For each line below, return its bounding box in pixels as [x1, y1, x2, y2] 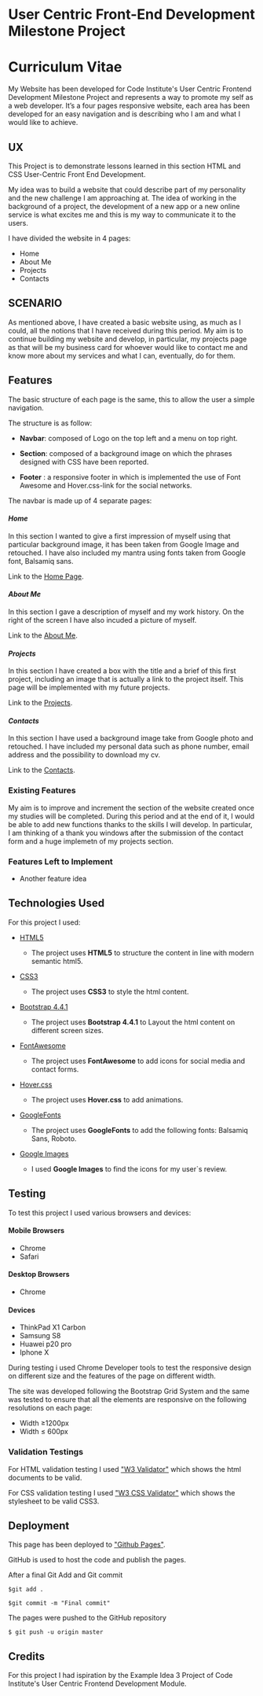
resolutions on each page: [8, 1404, 93, 1413]
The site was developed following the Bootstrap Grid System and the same [8, 1386, 250, 1396]
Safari [19, 1252, 39, 1261]
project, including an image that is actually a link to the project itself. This [8, 675, 244, 684]
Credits [8, 1650, 46, 1663]
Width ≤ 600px [19, 1427, 69, 1437]
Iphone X [19, 1348, 49, 1357]
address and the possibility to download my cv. [8, 750, 161, 760]
